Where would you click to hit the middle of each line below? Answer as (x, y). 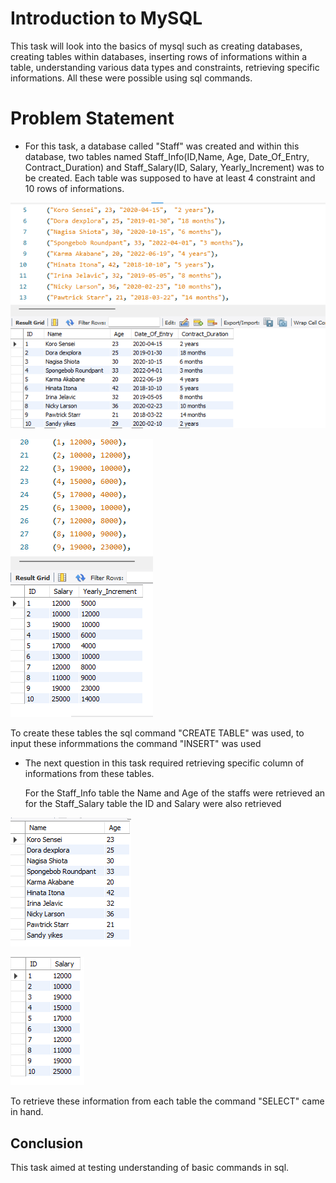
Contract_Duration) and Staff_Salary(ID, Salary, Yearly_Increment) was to (174, 167)
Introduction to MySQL (106, 18)
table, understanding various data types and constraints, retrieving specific (165, 67)
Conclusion (47, 1143)
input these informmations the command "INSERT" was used (136, 744)
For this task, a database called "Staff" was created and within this (162, 146)
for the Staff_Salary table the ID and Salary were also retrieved (153, 804)
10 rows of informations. (74, 188)
